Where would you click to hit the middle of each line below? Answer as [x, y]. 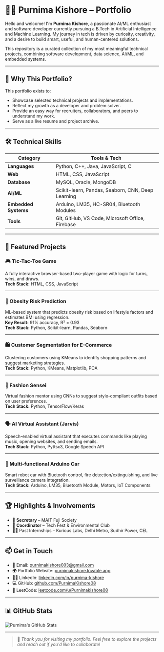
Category [29, 158]
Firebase [66, 224]
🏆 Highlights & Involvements [50, 506]
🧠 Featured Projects [36, 247]
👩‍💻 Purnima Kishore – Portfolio [68, 10]
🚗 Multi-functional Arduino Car [42, 464]
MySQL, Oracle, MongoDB [86, 182]
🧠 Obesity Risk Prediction [36, 302]
